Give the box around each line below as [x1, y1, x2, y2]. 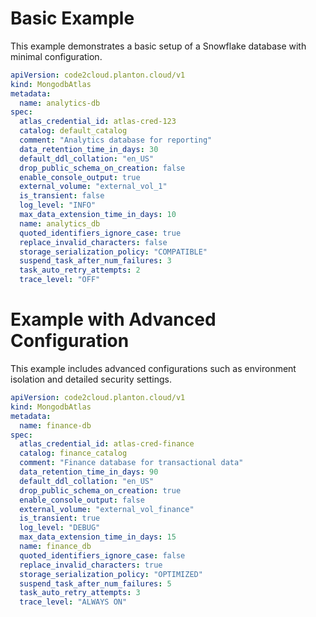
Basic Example [10, 7, 135, 30]
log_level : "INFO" [19, 200, 97, 211]
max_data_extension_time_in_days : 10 [19, 210, 177, 220]
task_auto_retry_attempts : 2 [19, 265, 141, 276]
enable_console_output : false [19, 495, 145, 505]
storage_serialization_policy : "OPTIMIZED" [19, 569, 203, 579]
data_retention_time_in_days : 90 [19, 467, 159, 477]
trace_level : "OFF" [19, 275, 101, 285]
